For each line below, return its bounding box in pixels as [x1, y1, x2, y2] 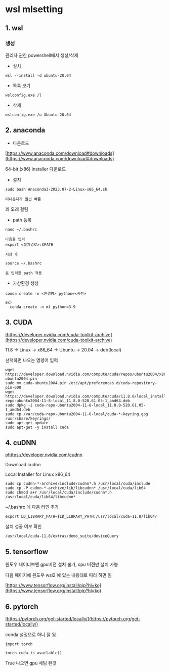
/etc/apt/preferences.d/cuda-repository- [68, 380, 157, 385]
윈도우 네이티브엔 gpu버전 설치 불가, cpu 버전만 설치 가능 [5, 561, 118, 567]
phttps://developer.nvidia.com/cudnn [5, 452, 82, 458]
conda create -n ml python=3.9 [10, 304, 76, 309]
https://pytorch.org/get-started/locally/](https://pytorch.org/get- [7, 615, 141, 621]
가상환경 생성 [12, 280, 39, 286]
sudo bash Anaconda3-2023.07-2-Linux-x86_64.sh [5, 187, 108, 192]
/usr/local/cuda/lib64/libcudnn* [5, 495, 76, 500]
